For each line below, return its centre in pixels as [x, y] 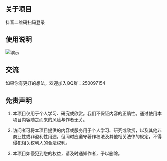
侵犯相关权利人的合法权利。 [41, 143]
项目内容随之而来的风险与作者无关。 [50, 120]
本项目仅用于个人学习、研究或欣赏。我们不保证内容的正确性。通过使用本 [87, 113]
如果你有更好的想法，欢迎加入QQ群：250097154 [55, 83]
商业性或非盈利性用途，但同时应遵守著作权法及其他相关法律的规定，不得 [87, 137]
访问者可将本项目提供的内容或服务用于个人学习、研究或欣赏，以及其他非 [87, 130]
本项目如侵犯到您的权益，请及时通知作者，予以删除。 [67, 154]
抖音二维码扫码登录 [25, 22]
